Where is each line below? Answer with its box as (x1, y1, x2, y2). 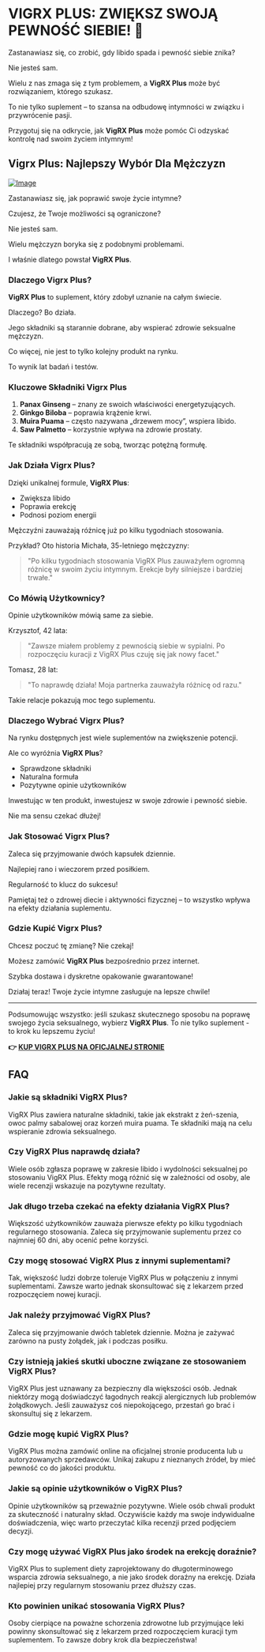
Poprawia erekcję (19, 501, 77, 511)
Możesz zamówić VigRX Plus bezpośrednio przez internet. (8, 956, 200, 965)
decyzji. (8, 1526, 34, 1536)
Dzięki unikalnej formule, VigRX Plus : (8, 477, 130, 487)
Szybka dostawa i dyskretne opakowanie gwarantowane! (8, 971, 194, 981)
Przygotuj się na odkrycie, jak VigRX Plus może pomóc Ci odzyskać (8, 126, 230, 135)
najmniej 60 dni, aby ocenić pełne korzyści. (8, 1235, 149, 1245)
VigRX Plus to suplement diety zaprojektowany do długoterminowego (8, 1563, 233, 1573)
